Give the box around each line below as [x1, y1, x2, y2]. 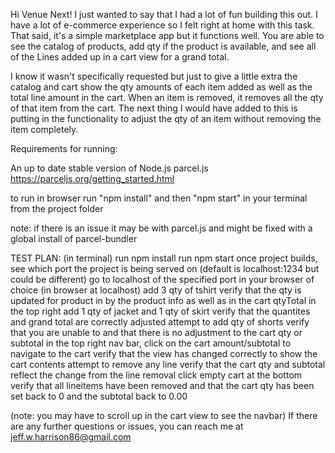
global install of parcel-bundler [10, 233, 138, 244]
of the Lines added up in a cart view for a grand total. [10, 51, 230, 63]
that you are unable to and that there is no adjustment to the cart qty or [10, 327, 303, 338]
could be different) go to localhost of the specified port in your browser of [10, 274, 315, 285]
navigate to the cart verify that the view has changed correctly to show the [10, 348, 318, 359]
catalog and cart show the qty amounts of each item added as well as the [10, 81, 313, 93]
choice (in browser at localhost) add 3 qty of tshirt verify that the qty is [10, 284, 302, 296]
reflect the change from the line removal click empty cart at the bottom [10, 369, 303, 381]
